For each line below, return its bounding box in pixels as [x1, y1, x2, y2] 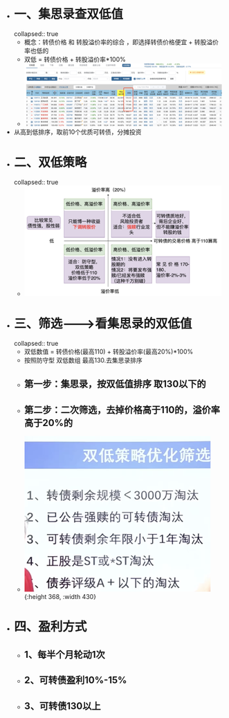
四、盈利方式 [13, 619, 87, 635]
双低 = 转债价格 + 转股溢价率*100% [24, 55, 127, 63]
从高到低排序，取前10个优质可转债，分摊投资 [13, 127, 142, 136]
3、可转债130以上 [24, 700, 101, 712]
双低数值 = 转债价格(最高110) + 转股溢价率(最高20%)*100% [24, 347, 194, 356]
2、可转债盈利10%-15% [24, 674, 127, 686]
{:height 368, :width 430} [24, 593, 97, 601]
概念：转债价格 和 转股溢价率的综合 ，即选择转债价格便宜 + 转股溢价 [24, 37, 219, 46]
